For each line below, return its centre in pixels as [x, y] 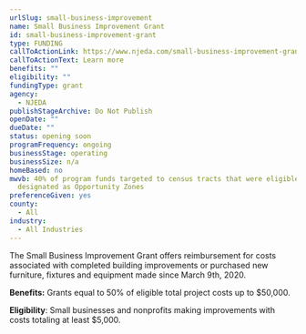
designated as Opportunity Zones [81, 187]
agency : [24, 94]
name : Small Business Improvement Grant [87, 26]
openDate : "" [34, 119]
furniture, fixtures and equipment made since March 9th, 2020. [128, 275]
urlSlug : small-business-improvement [81, 18]
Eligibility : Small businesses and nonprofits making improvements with [143, 309]
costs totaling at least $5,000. [65, 319]
